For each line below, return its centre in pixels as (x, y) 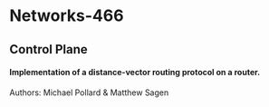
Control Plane (48, 49)
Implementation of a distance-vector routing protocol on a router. (135, 73)
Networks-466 (67, 16)
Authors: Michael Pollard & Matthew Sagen (89, 92)
